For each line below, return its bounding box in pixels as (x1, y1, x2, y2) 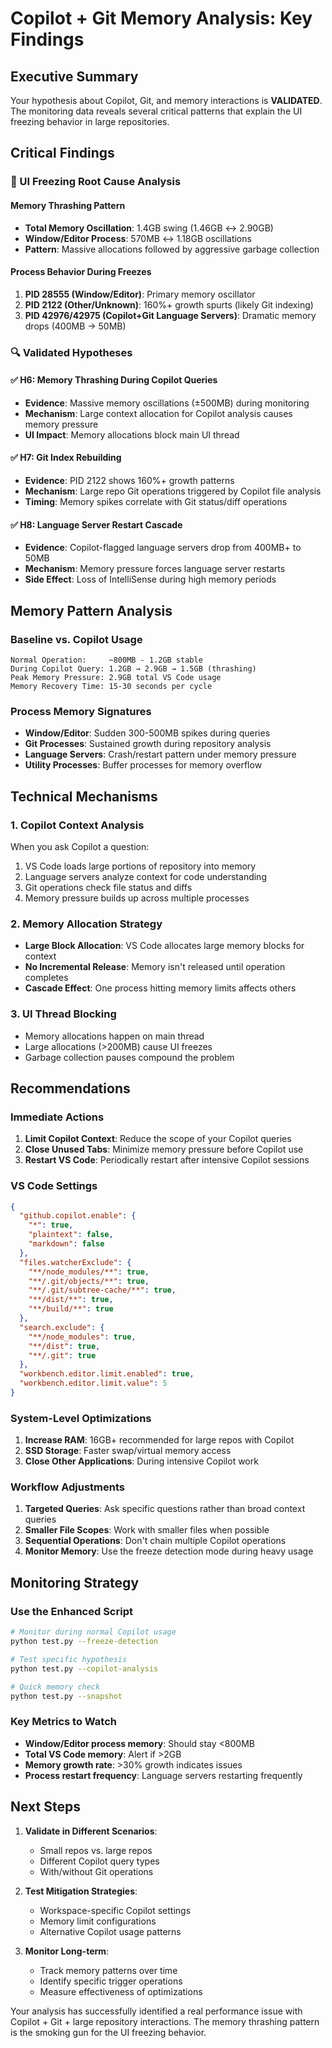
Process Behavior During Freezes (10, 266, 152, 278)
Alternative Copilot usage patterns (39, 1925, 182, 1937)
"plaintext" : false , (28, 1230, 114, 1240)
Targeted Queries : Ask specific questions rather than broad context (24, 1503, 306, 1515)
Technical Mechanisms (10, 788, 158, 805)
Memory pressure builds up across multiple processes (24, 892, 250, 904)
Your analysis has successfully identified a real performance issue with (10, 2005, 303, 2017)
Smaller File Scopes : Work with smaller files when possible (24, 1524, 270, 1536)
